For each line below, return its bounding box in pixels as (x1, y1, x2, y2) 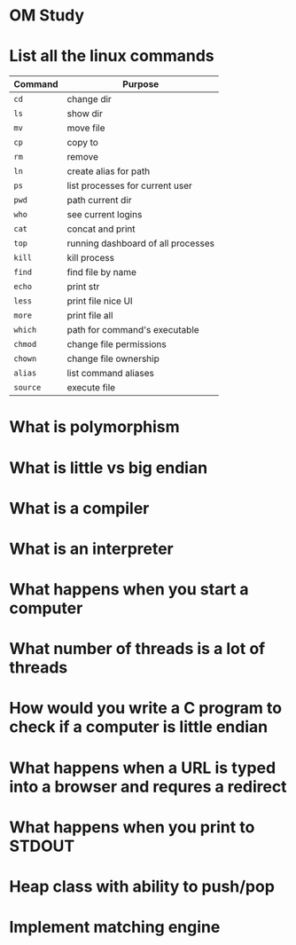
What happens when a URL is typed (9, 758, 277, 777)
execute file (66, 382, 116, 394)
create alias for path (66, 165, 151, 177)
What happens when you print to (9, 817, 255, 837)
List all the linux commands (9, 46, 214, 67)
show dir (66, 107, 104, 120)
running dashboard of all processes (66, 237, 215, 249)
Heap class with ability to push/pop (9, 877, 275, 896)
